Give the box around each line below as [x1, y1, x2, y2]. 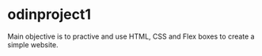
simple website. [7, 39, 59, 49]
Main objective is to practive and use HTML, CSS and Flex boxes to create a [7, 32, 255, 41]
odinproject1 [7, 6, 92, 24]
